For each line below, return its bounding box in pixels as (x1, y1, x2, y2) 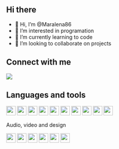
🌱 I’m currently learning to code (14, 33, 93, 41)
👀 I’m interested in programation (14, 27, 94, 34)
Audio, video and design (6, 121, 66, 129)
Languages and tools (6, 90, 86, 101)
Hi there (6, 5, 37, 15)
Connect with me (6, 57, 72, 68)
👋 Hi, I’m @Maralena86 (14, 20, 72, 28)
